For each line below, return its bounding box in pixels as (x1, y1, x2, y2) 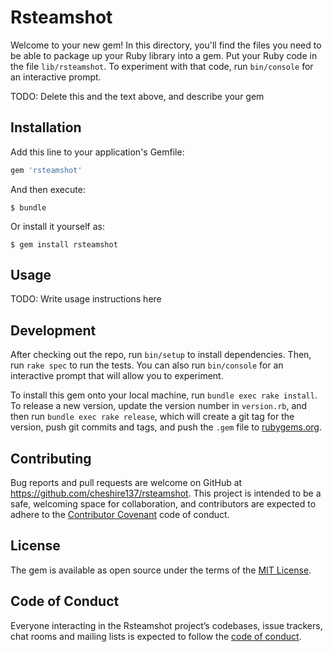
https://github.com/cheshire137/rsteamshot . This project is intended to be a (10, 487, 322, 500)
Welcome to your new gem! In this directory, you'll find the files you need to (10, 39, 322, 51)
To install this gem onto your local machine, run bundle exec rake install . (10, 389, 318, 401)
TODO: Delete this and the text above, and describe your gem (10, 90, 265, 102)
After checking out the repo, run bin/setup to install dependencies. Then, (10, 349, 312, 361)
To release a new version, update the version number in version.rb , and (10, 400, 308, 412)
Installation (10, 119, 82, 136)
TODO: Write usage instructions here (10, 293, 162, 305)
